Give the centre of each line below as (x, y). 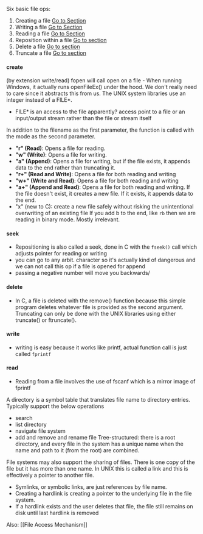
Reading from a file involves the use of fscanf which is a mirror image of (105, 382)
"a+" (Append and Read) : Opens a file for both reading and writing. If (102, 187)
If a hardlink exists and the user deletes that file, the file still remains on (104, 507)
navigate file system (40, 431)
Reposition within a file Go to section (61, 40)
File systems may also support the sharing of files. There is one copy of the (101, 462)
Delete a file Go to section (47, 46)
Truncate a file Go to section (51, 53)
